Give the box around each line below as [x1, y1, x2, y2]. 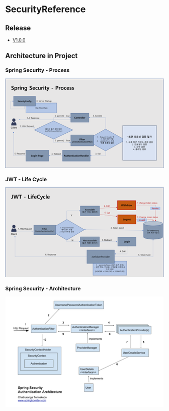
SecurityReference [5, 4, 86, 15]
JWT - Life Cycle [5, 176, 47, 183]
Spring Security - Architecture [5, 285, 81, 292]
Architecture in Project [5, 52, 78, 60]
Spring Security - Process [5, 67, 70, 74]
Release [5, 24, 31, 32]
